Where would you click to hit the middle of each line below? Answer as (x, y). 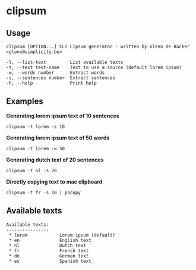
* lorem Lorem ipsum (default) (62, 235)
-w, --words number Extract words (56, 73)
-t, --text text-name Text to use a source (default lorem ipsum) (94, 67)
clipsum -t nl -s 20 (32, 170)
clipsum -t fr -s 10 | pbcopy (44, 193)
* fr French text (49, 251)
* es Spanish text (50, 261)
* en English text (50, 240)
